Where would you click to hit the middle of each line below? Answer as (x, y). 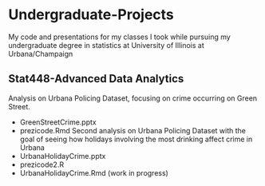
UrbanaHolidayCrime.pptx (63, 156)
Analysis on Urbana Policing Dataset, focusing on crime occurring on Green (133, 98)
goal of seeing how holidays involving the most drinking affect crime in (136, 139)
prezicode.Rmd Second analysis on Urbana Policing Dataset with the (132, 130)
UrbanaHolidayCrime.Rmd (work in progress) (94, 172)
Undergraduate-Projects (91, 15)
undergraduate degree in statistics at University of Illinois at (107, 45)
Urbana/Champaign (41, 53)
